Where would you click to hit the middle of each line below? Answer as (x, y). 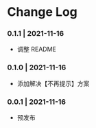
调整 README (36, 50)
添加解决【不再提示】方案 (53, 83)
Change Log (42, 12)
